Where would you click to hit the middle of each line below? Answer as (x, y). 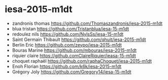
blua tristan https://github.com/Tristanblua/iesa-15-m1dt (71, 28)
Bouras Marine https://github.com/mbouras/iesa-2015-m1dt (74, 50)
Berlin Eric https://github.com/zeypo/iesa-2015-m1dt (67, 45)
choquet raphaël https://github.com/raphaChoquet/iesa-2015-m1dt (82, 61)
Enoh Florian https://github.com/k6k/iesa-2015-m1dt (67, 66)
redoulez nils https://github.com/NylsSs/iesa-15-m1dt (68, 34)
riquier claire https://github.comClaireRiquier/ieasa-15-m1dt (74, 55)
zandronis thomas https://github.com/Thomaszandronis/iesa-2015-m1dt (87, 23)
